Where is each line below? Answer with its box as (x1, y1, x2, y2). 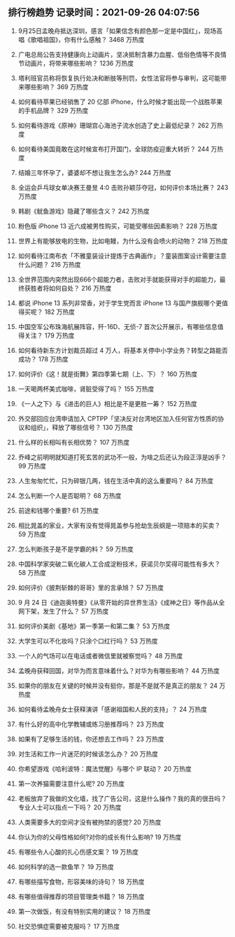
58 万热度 (17, 568, 46, 576)
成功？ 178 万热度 (17, 354, 69, 363)
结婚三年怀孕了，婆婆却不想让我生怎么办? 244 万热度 (17, 168, 172, 176)
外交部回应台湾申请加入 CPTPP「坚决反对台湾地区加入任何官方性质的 (17, 414, 218, 422)
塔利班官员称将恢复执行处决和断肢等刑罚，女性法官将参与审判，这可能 (17, 74, 221, 82)
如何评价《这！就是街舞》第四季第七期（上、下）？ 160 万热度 (17, 370, 198, 378)
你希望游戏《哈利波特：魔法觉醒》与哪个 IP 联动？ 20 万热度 (17, 764, 192, 772)
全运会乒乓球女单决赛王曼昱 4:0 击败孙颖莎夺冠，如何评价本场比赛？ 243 (17, 183, 229, 191)
